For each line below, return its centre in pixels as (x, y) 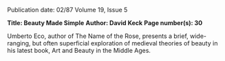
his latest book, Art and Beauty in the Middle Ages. (79, 50)
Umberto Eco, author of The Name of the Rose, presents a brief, (98, 36)
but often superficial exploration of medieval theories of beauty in (125, 43)
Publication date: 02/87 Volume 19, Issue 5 (67, 10)
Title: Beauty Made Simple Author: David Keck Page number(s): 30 (105, 23)
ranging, (19, 43)
